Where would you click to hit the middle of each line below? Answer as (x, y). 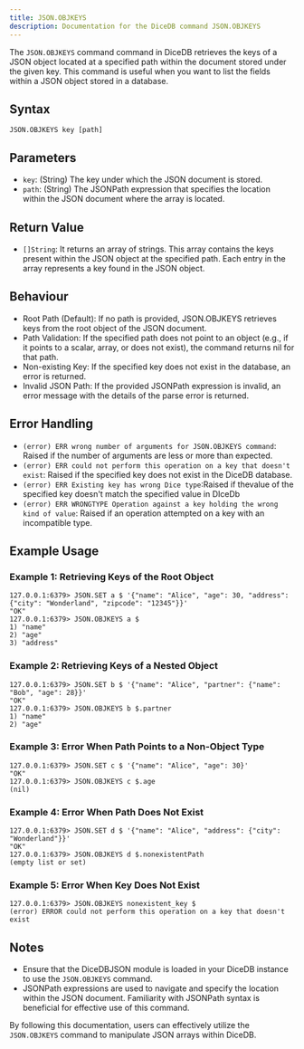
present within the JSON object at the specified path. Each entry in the (154, 258)
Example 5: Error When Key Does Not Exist (105, 885)
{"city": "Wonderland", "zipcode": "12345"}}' (99, 604)
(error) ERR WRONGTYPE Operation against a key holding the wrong (150, 504)
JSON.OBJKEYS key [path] (56, 130)
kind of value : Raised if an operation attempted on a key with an (143, 513)
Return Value (47, 227)
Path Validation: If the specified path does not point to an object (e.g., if (155, 338)
